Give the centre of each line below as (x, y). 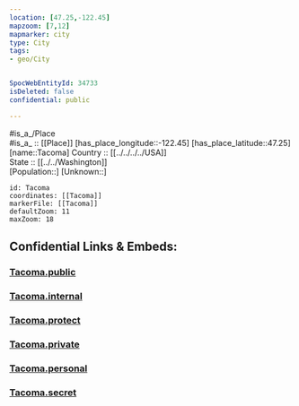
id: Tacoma (30, 188)
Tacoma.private (44, 344)
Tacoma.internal (46, 296)
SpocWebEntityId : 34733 (54, 83)
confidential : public (50, 99)
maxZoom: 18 (31, 219)
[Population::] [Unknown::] (58, 171)
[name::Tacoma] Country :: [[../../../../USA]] (88, 152)
